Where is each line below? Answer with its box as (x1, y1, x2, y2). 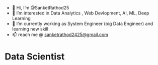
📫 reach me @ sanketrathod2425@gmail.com (12, 31, 109, 37)
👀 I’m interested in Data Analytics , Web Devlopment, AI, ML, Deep (12, 10, 149, 16)
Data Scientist (5, 51, 65, 62)
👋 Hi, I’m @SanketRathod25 (12, 5, 69, 10)
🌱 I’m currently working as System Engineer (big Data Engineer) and (12, 20, 153, 26)
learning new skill (12, 26, 49, 32)
